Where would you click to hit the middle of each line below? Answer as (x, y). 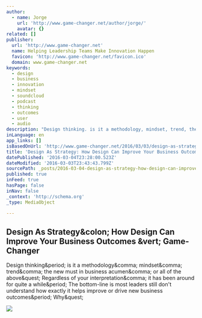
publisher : (20, 40)
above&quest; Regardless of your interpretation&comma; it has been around (100, 278)
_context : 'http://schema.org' (45, 196)
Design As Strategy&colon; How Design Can (90, 232)
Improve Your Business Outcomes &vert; (84, 241)
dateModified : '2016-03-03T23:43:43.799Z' (60, 163)
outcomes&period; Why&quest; (45, 297)
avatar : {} (31, 29)
